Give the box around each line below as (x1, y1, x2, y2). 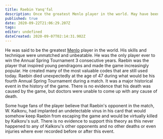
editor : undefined (5, 29, 42, 34)
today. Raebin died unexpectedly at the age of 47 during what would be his (5, 73, 155, 79)
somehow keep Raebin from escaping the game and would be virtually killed (5, 113, 158, 119)
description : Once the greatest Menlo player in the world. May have (5, 12, 149, 16)
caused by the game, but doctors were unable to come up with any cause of (5, 88, 158, 94)
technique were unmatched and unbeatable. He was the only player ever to (5, 52, 155, 58)
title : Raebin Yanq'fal (5, 7, 53, 12)
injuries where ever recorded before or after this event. (5, 128, 115, 134)
